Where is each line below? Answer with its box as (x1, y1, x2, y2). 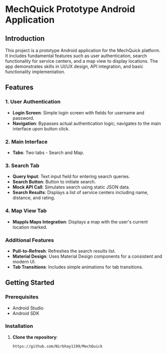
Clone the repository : (12, 334, 58, 340)
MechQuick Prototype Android (5, 4, 135, 15)
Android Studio (12, 305, 44, 311)
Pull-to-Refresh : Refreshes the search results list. (12, 248, 116, 254)
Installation (5, 322, 34, 329)
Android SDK (12, 310, 40, 316)
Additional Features (5, 237, 54, 244)
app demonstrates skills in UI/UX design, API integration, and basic (5, 64, 144, 69)
